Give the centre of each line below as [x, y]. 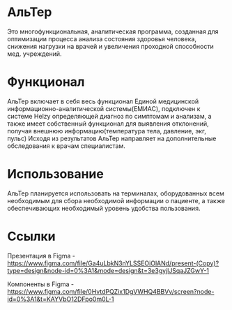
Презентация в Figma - [41, 256]
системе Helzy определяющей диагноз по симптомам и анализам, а [109, 116]
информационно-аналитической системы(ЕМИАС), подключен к [104, 108]
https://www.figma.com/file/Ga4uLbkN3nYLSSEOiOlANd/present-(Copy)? [113, 263]
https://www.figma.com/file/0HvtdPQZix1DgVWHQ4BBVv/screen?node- [111, 291]
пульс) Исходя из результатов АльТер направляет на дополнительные [112, 138]
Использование [56, 174]
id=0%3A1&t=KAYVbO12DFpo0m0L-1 [61, 299]
